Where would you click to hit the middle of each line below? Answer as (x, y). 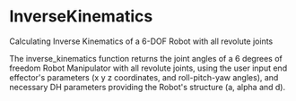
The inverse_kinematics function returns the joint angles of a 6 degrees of (146, 58)
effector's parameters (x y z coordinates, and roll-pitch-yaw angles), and (144, 77)
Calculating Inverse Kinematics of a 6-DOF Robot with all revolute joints (141, 41)
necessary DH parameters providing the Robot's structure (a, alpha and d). (147, 87)
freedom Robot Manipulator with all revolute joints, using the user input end (148, 68)
